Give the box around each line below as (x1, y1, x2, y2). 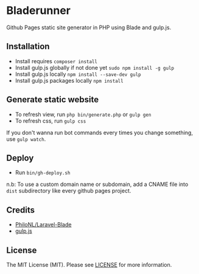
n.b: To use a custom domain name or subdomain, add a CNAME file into (6, 180, 189, 188)
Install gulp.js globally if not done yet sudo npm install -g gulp (15, 64, 175, 71)
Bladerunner (6, 4, 71, 18)
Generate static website (6, 95, 99, 105)
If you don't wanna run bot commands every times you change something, (6, 129, 194, 136)
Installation (6, 41, 50, 52)
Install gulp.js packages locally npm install (15, 77, 124, 84)
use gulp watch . (6, 135, 46, 143)
